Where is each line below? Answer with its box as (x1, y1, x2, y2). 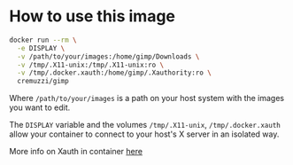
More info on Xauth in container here (9, 146, 143, 157)
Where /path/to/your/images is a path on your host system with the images (9, 93, 285, 104)
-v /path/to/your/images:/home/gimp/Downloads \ (17, 51, 200, 61)
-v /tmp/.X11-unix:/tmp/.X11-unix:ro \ (17, 60, 165, 69)
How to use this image (9, 6, 175, 27)
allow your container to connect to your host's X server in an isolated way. (9, 129, 280, 139)
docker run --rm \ (9, 35, 77, 44)
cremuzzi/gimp (17, 77, 69, 86)
